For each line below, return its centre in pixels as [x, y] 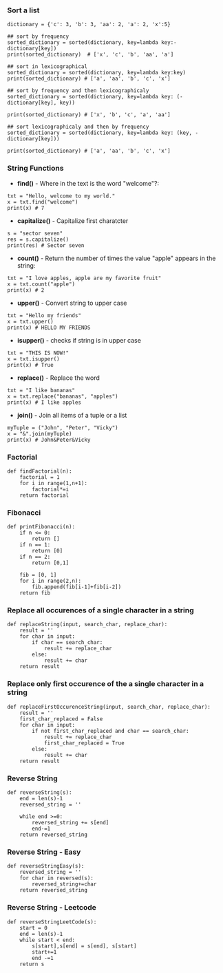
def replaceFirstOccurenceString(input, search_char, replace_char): [109, 707]
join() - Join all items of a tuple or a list [72, 415]
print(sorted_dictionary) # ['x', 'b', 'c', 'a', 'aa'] [89, 115]
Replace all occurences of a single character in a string [100, 610]
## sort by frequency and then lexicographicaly [78, 91]
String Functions [35, 169]
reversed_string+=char [64, 884]
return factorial [44, 495]
